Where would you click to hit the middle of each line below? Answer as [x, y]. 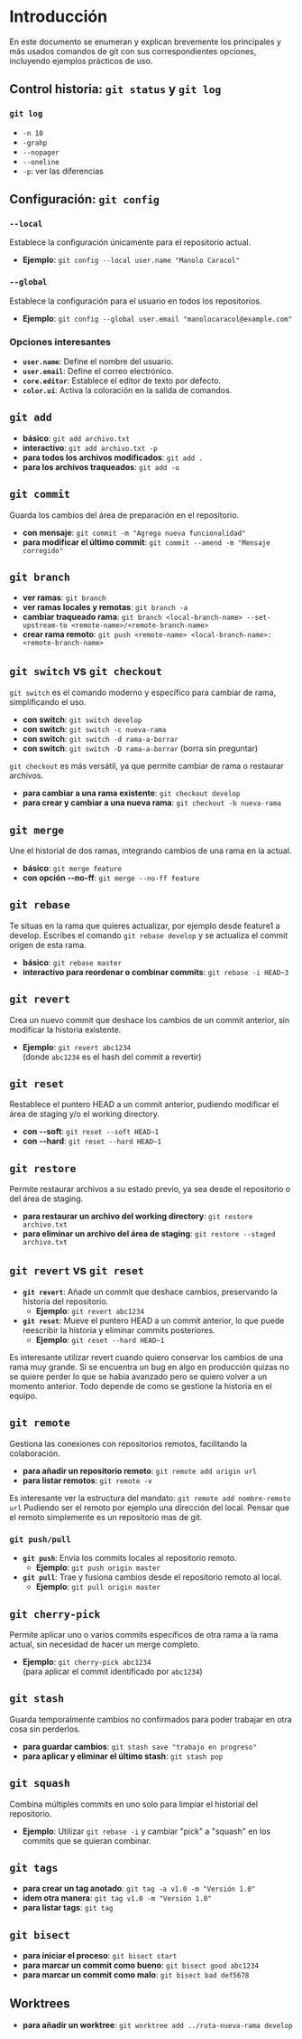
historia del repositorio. [65, 1301]
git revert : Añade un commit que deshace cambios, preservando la [150, 1292]
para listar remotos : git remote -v [87, 1480]
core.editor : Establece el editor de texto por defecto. [122, 381]
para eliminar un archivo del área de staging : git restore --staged [149, 1234]
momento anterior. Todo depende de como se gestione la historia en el [141, 1386]
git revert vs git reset [77, 1270]
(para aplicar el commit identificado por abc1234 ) [112, 1671]
